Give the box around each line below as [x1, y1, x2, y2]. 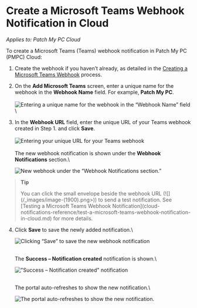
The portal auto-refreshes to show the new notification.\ [14, 284, 151, 291]
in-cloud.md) [20, 215, 52, 222]
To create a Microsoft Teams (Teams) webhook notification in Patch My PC [6, 47, 188, 54]
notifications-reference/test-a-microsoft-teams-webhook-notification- [20, 208, 191, 215]
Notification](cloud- [112, 202, 160, 209]
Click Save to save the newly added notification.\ [14, 226, 133, 233]
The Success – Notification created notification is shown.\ [14, 255, 157, 262]
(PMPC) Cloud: [6, 53, 42, 60]
